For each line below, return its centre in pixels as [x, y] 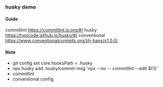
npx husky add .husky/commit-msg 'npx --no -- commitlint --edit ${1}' [85, 68]
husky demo [21, 7]
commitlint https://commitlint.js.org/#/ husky [51, 30]
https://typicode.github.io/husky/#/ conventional [55, 35]
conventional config [33, 79]
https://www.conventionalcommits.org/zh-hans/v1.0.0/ [62, 40]
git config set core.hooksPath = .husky [52, 63]
